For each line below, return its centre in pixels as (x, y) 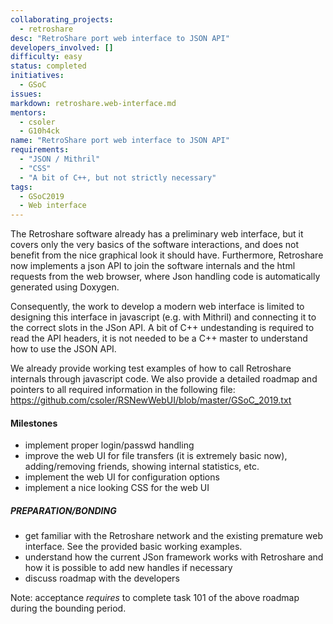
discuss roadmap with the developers (102, 578)
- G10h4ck (39, 131)
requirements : (40, 150)
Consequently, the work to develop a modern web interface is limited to (157, 307)
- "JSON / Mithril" (60, 159)
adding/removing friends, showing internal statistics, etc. (142, 467)
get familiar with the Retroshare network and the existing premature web (174, 536)
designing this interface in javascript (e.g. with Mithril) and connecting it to (163, 317)
